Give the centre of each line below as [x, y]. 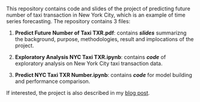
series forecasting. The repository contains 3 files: [68, 21]
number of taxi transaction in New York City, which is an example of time [96, 15]
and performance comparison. [52, 81]
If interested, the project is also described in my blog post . [78, 93]
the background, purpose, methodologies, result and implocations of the [104, 39]
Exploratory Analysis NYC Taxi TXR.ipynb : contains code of [90, 57]
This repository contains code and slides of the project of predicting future [98, 9]
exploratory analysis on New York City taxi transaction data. [89, 63]
